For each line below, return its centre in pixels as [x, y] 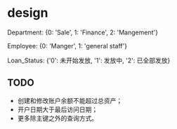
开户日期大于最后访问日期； [58, 109]
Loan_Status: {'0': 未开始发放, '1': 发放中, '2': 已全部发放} [89, 60]
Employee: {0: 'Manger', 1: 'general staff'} [67, 46]
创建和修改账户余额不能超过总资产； [70, 100]
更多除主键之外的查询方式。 [58, 118]
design [28, 13]
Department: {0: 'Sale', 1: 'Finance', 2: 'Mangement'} [83, 32]
